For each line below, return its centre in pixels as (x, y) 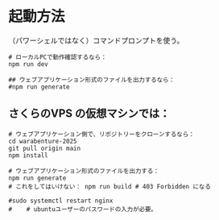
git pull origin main (45, 148)
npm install (28, 155)
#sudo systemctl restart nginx (61, 201)
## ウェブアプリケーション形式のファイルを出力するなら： (92, 80)
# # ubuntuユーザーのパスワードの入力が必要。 (83, 209)
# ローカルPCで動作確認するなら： (58, 57)
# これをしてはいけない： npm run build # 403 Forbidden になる (110, 186)
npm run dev (28, 64)
